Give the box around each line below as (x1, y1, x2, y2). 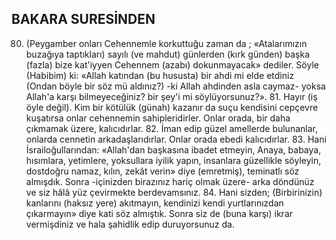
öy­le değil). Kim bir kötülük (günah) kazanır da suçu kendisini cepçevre (25, 101, 319, 113)
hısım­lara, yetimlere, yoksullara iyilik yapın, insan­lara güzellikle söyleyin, (25, 154, 322, 166)
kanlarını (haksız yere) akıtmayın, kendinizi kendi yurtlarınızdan (25, 197, 284, 209)
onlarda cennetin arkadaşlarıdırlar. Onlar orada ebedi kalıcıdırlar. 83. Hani (25, 133, 327, 145)
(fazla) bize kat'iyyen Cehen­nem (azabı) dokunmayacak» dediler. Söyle (25, 58, 319, 71)
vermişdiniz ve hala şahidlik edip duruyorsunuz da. (25, 218, 235, 230)
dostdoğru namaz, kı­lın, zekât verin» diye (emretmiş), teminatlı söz (25, 165, 300, 177)
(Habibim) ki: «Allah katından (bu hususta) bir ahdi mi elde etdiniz (25, 69, 295, 81)
